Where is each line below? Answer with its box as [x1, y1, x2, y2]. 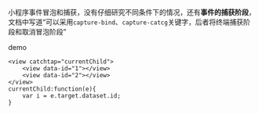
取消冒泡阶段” [21, 27, 67, 36]
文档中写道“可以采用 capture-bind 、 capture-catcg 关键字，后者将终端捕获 [8, 17, 244, 27]
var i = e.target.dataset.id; [22, 92, 122, 100]
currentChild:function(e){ [8, 85, 97, 93]
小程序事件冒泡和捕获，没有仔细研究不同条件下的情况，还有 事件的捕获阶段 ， [8, 8, 256, 16]
